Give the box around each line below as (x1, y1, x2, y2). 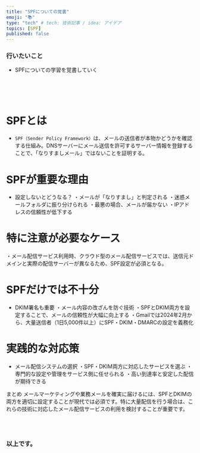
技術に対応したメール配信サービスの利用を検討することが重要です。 (21, 405, 189, 412)
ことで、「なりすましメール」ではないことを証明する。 (14, 150, 148, 157)
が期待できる (14, 378, 46, 385)
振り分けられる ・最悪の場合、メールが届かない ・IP (51, 201, 180, 208)
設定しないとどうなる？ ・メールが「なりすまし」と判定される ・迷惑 (14, 193, 185, 201)
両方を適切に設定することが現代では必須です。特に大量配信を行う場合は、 (6, 398, 189, 405)
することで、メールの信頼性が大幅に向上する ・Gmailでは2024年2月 (20, 312, 187, 319)
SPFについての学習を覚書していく (14, 66, 98, 73)
